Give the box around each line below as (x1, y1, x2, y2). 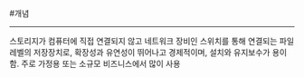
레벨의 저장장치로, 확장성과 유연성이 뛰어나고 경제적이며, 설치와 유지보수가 (9, 47, 271, 57)
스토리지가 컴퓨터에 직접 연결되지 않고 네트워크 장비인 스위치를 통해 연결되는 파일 (9, 35, 295, 46)
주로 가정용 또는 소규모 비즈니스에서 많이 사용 (21, 58, 181, 69)
